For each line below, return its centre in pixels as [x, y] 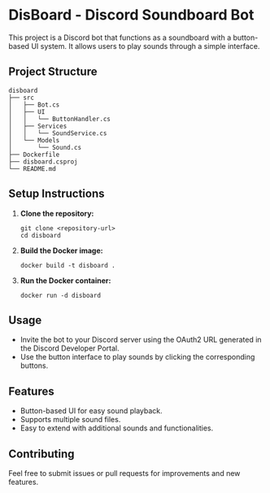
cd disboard [40, 235]
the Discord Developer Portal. [70, 348]
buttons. [34, 366]
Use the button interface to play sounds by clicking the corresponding [137, 357]
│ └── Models [34, 140]
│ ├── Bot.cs [34, 105]
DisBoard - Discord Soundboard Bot [131, 15]
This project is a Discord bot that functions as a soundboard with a [120, 37]
